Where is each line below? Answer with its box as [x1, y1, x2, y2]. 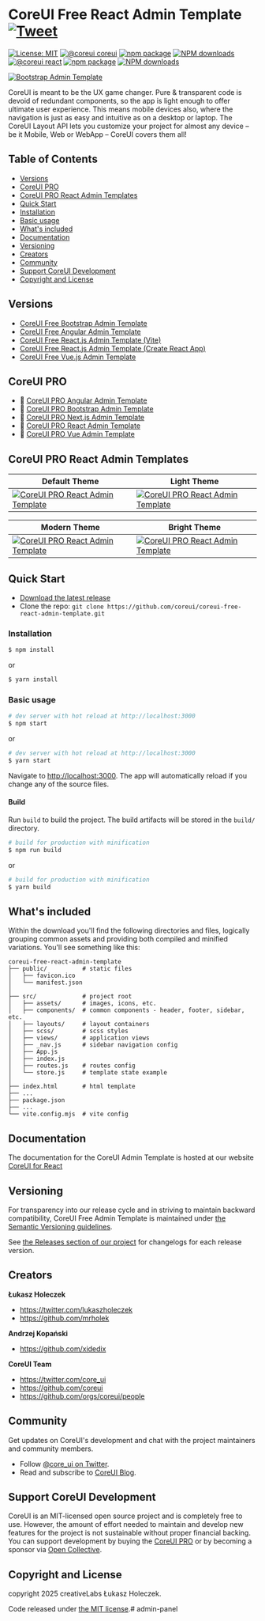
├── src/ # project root [8, 993, 132, 1001]
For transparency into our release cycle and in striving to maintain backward [8, 1205, 256, 1214]
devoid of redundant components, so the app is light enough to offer [8, 96, 230, 105]
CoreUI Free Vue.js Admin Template [19, 352, 136, 362]
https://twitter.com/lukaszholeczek [19, 1305, 132, 1314]
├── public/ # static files [8, 965, 132, 973]
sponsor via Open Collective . [8, 1545, 103, 1555]
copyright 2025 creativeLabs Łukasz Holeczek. [8, 1589, 162, 1599]
